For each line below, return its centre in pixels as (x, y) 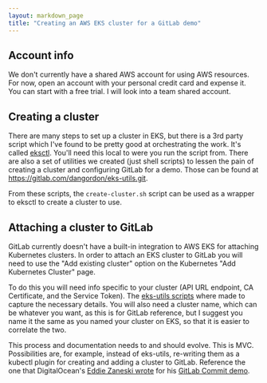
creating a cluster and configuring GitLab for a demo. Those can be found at (133, 170)
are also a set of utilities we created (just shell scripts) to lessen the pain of (131, 161)
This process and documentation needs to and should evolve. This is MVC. (131, 345)
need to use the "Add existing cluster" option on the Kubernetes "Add (122, 263)
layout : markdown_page (46, 16)
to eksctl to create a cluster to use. (65, 202)
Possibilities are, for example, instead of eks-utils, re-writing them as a (124, 353)
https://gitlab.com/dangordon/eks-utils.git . (78, 178)
